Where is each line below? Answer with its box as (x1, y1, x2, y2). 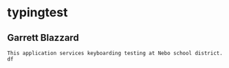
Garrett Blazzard (7, 32, 79, 44)
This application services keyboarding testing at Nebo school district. (7, 50, 223, 56)
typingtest (7, 5, 68, 20)
